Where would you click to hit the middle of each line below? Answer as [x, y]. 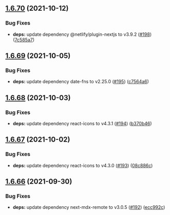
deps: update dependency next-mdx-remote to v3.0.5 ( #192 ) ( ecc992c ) [89, 207]
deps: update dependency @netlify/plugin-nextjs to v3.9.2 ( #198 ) [82, 34]
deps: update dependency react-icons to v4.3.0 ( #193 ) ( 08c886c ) [83, 165]
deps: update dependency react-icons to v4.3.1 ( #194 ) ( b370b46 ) [82, 124]
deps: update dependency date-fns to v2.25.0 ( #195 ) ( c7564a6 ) [81, 82]
